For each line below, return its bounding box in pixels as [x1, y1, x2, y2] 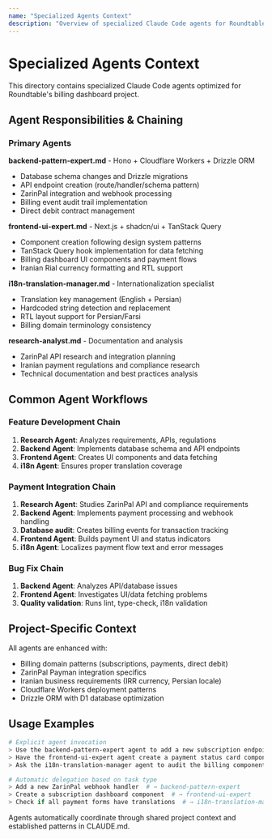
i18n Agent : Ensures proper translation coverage [19, 461, 183, 471]
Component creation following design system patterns [19, 237, 202, 247]
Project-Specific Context [8, 621, 137, 636]
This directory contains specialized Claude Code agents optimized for [8, 81, 241, 91]
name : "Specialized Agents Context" [8, 11, 132, 20]
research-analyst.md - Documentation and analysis [8, 336, 184, 346]
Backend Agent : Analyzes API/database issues [19, 581, 178, 591]
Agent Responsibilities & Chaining [8, 113, 184, 126]
